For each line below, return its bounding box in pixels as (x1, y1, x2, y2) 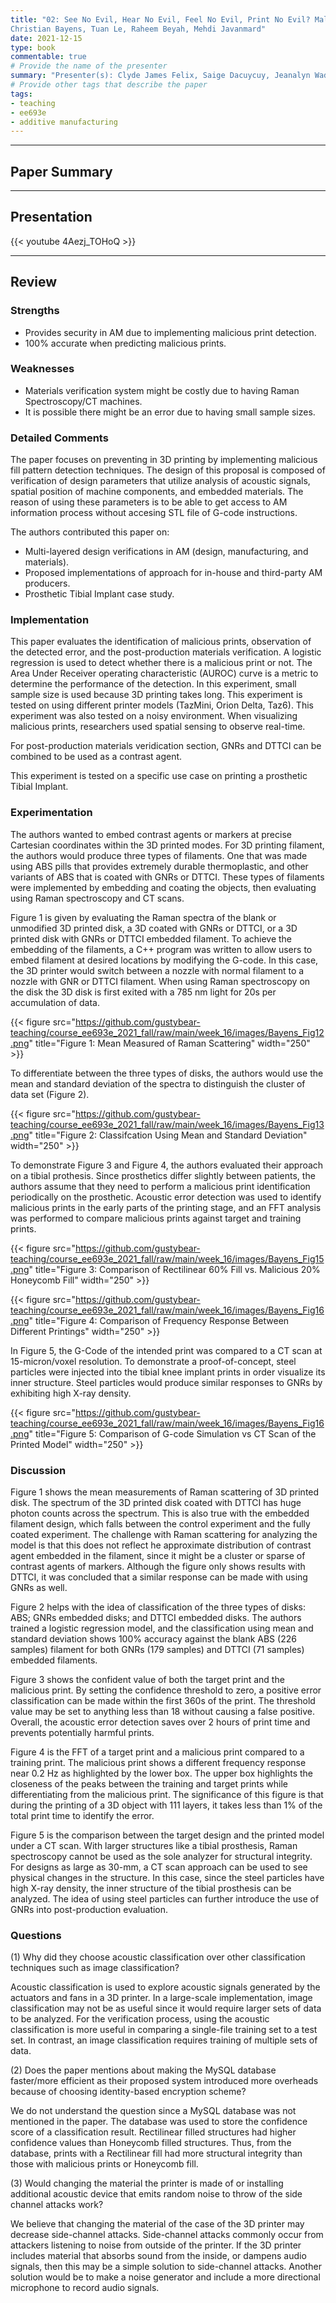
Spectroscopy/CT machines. (24, 395, 143, 407)
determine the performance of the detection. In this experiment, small (10, 678, 297, 690)
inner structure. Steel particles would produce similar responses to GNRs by (10, 1376, 323, 1388)
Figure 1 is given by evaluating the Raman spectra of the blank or (10, 911, 277, 923)
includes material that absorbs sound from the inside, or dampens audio (10, 2250, 307, 2262)
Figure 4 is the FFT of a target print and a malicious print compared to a (10, 1746, 305, 1758)
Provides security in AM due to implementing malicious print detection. (24, 326, 317, 338)
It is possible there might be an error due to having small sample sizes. (24, 406, 316, 418)
